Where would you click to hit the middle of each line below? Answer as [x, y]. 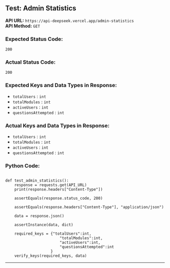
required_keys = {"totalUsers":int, [53, 234]
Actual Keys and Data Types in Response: [57, 125]
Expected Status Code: [34, 39]
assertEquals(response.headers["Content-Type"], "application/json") [89, 207]
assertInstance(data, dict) [44, 225]
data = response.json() [39, 216]
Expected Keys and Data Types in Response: [61, 85]
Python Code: [23, 165]
